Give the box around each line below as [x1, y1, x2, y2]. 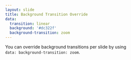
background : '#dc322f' [9, 26, 57, 31]
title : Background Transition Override [5, 12, 88, 17]
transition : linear [9, 21, 50, 26]
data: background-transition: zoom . [5, 49, 81, 55]
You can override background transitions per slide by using [5, 44, 127, 50]
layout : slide [5, 7, 35, 12]
